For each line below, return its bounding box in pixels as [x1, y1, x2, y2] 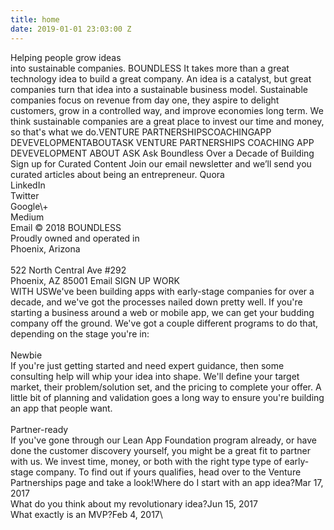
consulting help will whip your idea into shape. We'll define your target [10, 370, 300, 382]
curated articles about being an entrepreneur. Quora [10, 168, 225, 180]
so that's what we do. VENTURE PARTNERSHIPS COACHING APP [10, 126, 272, 138]
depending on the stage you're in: [10, 327, 150, 340]
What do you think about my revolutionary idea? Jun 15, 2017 [10, 497, 258, 510]
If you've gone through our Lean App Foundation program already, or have [10, 434, 317, 446]
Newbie [10, 349, 43, 361]
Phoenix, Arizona [10, 242, 81, 255]
